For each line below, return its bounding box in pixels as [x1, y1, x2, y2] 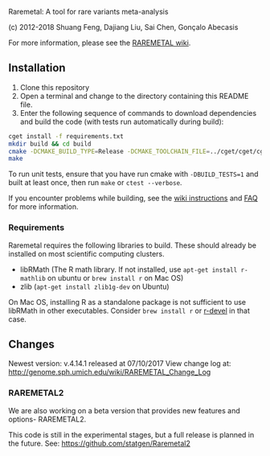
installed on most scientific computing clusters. [8, 249, 165, 258]
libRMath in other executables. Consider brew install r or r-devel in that [8, 306, 251, 315]
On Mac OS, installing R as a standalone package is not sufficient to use [8, 297, 247, 306]
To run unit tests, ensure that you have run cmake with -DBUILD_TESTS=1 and [8, 169, 259, 179]
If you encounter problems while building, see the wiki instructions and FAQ [8, 193, 259, 203]
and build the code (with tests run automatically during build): [19, 117, 224, 126]
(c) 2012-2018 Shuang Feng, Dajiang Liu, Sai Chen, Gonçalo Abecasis [8, 23, 239, 31]
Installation [8, 61, 66, 75]
